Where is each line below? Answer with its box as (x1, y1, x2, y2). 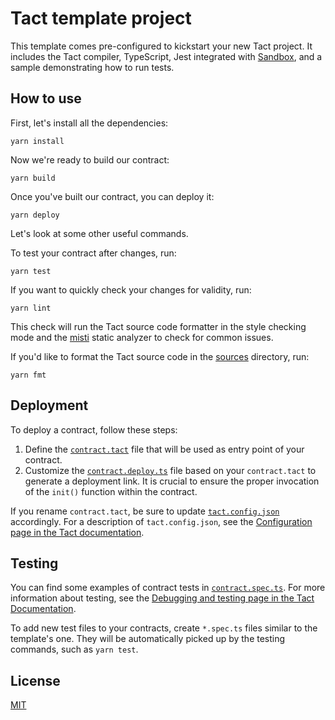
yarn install (10, 136, 65, 146)
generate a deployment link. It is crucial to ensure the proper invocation (24, 475, 320, 487)
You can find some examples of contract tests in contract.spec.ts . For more (10, 582, 326, 594)
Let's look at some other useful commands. (10, 227, 189, 239)
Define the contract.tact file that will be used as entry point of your (24, 443, 305, 455)
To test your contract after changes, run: (10, 247, 177, 259)
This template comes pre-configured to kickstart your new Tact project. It (10, 40, 313, 52)
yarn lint (10, 303, 52, 313)
